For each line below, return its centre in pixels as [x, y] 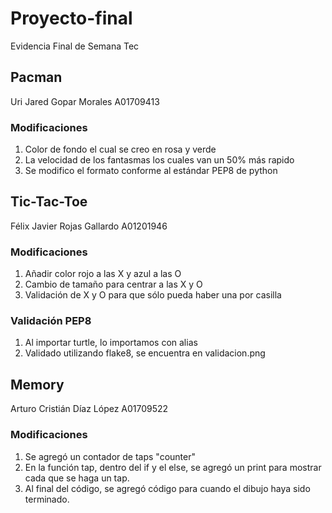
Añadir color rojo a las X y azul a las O [103, 274]
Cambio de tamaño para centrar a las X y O [113, 284]
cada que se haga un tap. [77, 478]
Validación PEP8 [51, 321]
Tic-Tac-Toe [49, 202]
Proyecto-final [71, 18]
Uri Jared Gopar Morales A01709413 [85, 101]
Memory [37, 384]
